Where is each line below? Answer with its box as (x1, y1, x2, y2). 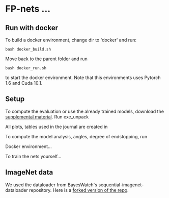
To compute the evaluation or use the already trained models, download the (5, 108, 164, 114)
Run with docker (5, 23, 59, 32)
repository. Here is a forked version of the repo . (29, 187, 129, 193)
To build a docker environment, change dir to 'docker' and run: (5, 37, 136, 43)
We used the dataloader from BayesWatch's (5, 182, 98, 188)
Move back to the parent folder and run (5, 56, 88, 62)
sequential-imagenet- (98, 182, 144, 188)
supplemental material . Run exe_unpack (5, 113, 89, 120)
